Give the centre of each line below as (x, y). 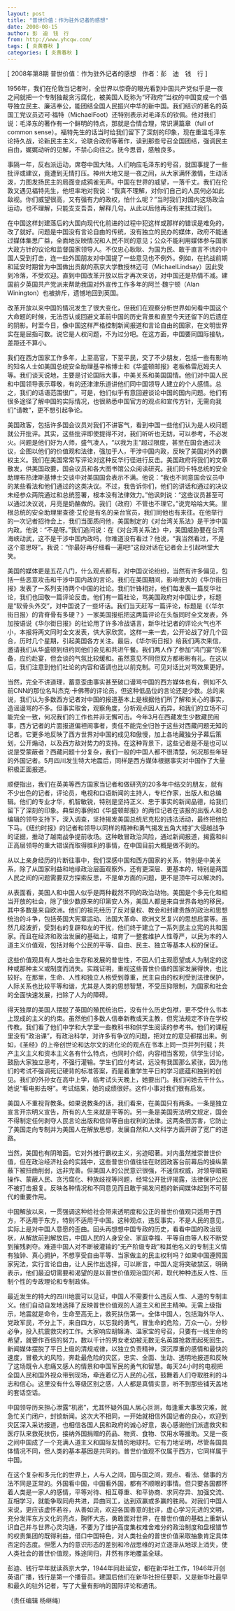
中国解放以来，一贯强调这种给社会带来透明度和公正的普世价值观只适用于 (111, 1211)
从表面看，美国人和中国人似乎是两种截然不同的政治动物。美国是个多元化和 (114, 892)
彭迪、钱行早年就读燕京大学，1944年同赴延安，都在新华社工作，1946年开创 (116, 1568)
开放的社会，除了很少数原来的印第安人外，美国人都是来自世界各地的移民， (120, 901)
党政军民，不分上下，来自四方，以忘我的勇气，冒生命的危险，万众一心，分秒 (117, 1322)
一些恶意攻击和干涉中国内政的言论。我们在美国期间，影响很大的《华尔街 (117, 579)
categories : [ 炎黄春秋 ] (43, 53)
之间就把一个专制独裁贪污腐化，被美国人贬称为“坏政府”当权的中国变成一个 (114, 97)
